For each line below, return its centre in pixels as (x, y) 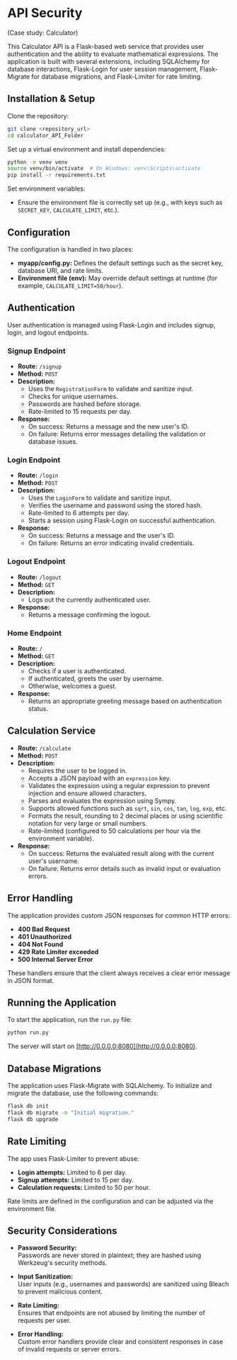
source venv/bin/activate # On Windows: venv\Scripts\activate (104, 169)
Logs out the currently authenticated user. (89, 600)
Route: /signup (40, 366)
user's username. (54, 861)
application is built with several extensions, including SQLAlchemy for (109, 61)
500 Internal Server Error (55, 959)
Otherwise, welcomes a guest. (72, 686)
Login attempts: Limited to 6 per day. (72, 1172)
